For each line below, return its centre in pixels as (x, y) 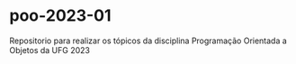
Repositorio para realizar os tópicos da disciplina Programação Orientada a (148, 41)
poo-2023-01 (60, 16)
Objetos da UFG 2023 (49, 50)
